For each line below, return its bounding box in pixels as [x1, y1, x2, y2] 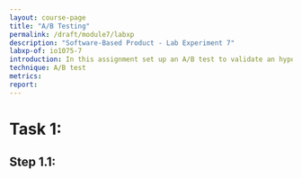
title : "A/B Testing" [9, 22, 91, 31]
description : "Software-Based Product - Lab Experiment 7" [9, 38, 235, 48]
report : [9, 80, 39, 89]
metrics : [9, 72, 42, 81]
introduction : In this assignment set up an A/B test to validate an [9, 55, 276, 64]
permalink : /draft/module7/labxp [9, 30, 135, 39]
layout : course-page [9, 13, 87, 22]
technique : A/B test [9, 64, 87, 73]
